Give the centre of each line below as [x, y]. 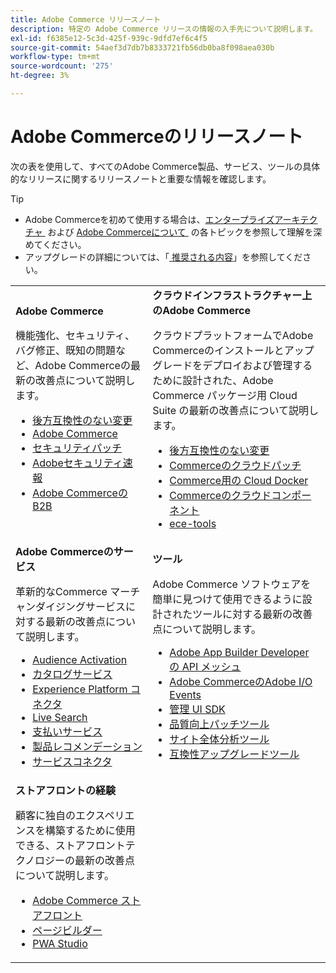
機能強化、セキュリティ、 [75, 335]
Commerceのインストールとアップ [233, 350]
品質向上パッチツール [219, 724]
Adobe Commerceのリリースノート [157, 137]
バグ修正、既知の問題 [66, 350]
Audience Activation [80, 659]
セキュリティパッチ [77, 448]
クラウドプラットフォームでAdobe [233, 335]
